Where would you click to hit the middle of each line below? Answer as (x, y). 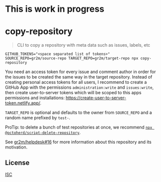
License (17, 163)
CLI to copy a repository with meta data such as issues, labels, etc (83, 45)
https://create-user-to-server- (96, 98)
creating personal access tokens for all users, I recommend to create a (76, 82)
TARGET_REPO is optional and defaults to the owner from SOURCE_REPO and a (79, 113)
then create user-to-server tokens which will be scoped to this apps (73, 93)
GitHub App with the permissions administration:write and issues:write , (79, 87)
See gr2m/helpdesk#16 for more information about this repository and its (78, 142)
